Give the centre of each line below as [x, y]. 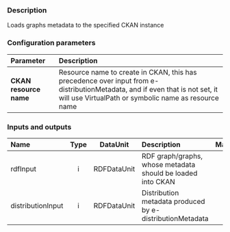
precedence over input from [104, 81]
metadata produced [173, 201]
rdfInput [23, 168]
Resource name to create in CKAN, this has [128, 72]
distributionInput [37, 205]
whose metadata [168, 164]
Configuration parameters [51, 43]
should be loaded [169, 173]
